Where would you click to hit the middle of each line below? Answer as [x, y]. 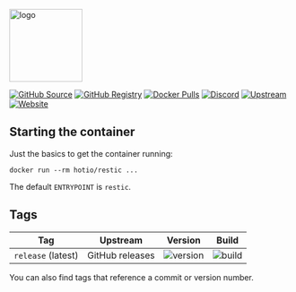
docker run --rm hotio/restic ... [74, 170]
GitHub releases [121, 255]
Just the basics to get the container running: [91, 153]
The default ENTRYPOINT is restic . [70, 186]
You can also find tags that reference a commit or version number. [131, 277]
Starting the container [72, 132]
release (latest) [46, 255]
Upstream [121, 240]
